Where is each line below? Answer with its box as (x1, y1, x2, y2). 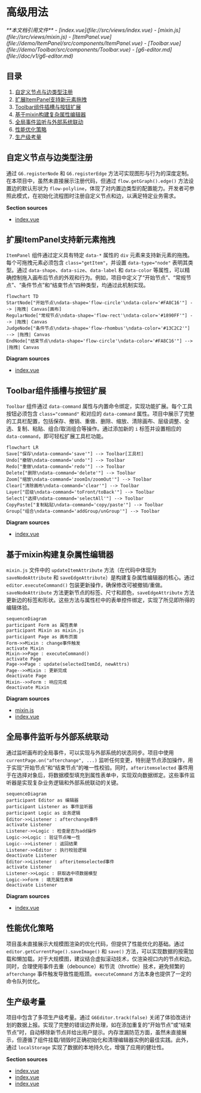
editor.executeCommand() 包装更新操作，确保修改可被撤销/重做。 (6, 581, 166, 588)
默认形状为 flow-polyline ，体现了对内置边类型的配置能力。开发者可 (22, 184, 190, 192)
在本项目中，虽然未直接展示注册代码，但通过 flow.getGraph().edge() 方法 (6, 177, 189, 184)
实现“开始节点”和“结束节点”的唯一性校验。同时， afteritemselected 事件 (11, 764, 188, 771)
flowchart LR (6, 445, 39, 451)
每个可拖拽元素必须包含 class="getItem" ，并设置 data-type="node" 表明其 (6, 259, 188, 266)
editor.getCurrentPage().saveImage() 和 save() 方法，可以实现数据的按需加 (6, 947, 194, 954)
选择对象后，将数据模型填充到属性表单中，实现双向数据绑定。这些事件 (16, 771, 190, 779)
